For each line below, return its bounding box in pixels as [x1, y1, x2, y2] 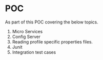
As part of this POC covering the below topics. [5, 19, 99, 25]
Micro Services [12, 28, 43, 34]
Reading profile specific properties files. [12, 39, 93, 44]
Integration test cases [12, 49, 56, 55]
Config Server [12, 34, 41, 40]
